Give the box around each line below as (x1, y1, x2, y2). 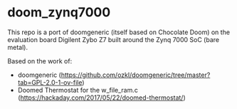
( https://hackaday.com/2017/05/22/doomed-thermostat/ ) (17, 93, 186, 102)
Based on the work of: (7, 56, 73, 65)
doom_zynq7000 (7, 4, 111, 21)
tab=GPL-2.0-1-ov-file (17, 78, 83, 86)
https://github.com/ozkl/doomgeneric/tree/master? (60, 71, 211, 79)
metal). (7, 43, 28, 51)
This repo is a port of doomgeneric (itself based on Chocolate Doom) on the (7, 28, 230, 36)
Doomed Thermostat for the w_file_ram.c (17, 85, 139, 94)
